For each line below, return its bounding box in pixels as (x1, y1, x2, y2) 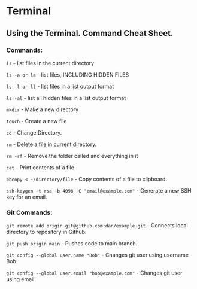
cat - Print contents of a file (6, 163, 75, 171)
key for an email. (6, 193, 47, 200)
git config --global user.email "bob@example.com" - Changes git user (6, 269, 183, 276)
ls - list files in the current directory (6, 59, 95, 66)
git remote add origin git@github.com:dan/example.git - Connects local (6, 222, 188, 229)
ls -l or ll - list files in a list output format (6, 83, 114, 90)
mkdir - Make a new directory (6, 106, 79, 113)
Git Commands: (6, 208, 53, 217)
